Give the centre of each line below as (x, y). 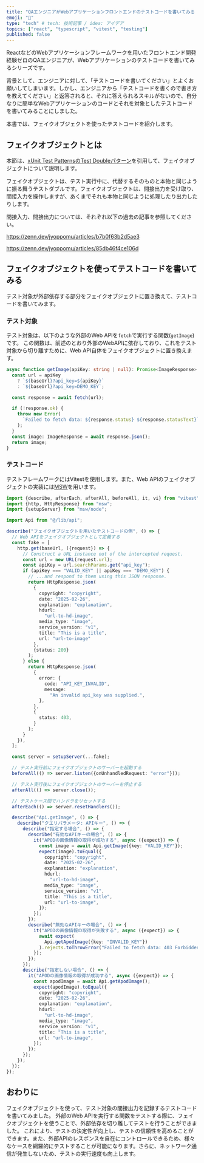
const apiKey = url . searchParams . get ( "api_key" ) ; (86, 565)
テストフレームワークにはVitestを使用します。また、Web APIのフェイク (96, 479)
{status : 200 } (51, 650)
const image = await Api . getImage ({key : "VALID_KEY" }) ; (111, 846)
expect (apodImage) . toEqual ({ (70, 987)
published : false (28, 35)
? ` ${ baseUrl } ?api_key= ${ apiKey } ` (61, 381)
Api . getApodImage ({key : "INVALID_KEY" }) (96, 942)
